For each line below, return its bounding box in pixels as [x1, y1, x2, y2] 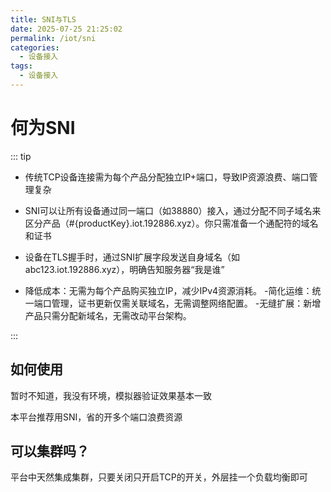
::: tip [10, 150, 32, 162]
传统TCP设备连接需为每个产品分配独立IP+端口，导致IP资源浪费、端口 [24, 171, 310, 183]
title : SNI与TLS [10, 14, 77, 25]
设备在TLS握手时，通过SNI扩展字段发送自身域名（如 [24, 251, 241, 263]
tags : [10, 61, 33, 71]
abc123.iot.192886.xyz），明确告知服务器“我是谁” [24, 263, 225, 275]
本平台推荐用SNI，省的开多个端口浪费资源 [10, 411, 183, 423]
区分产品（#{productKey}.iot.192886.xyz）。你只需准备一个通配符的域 [24, 217, 310, 229]
